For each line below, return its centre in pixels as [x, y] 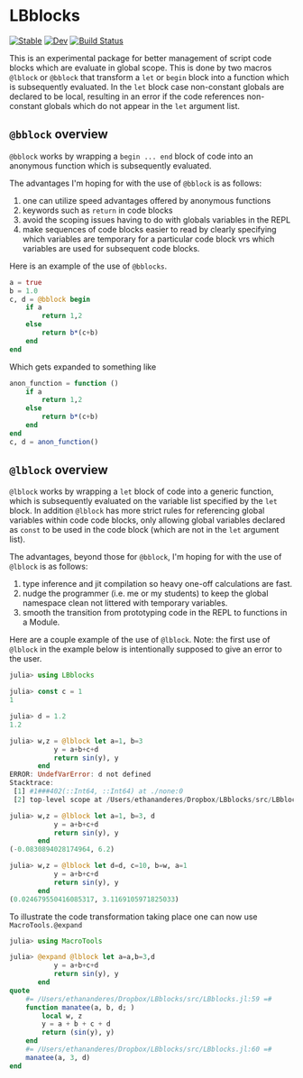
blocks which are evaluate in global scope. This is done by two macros [141, 68]
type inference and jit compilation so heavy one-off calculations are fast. [157, 584]
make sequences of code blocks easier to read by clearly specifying [149, 229]
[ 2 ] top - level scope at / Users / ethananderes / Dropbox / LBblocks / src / [142, 799]
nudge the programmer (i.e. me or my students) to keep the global [145, 594]
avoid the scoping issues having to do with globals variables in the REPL [156, 219]
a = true [26, 282]
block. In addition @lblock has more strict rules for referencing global [137, 511]
